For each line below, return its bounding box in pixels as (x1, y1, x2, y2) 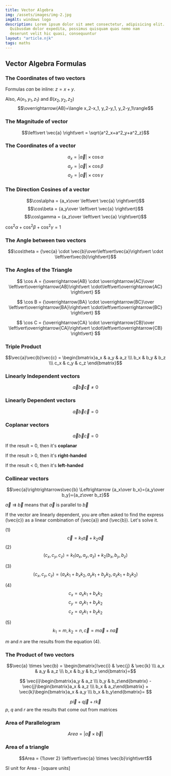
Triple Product (5, 343, 42, 350)
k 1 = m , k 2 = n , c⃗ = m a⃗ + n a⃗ (52, 627, 119, 635)
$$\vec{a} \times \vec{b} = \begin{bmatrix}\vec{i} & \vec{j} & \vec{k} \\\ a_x (7, 663, 164, 669)
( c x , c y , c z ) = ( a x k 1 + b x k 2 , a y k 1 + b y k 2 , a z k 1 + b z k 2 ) (33, 571, 138, 578)
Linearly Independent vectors (5, 372, 80, 380)
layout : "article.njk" (5, 36, 53, 41)
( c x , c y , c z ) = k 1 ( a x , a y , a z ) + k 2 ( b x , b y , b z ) (43, 552, 128, 559)
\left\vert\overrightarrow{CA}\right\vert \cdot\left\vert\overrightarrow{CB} (8, 325, 163, 331)
